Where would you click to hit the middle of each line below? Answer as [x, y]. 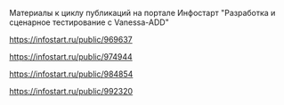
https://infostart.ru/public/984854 [71, 74]
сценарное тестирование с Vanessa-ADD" [89, 22]
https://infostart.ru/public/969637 [71, 40]
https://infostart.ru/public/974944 [71, 57]
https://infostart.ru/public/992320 [71, 91]
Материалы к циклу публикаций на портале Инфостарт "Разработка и [142, 13]
